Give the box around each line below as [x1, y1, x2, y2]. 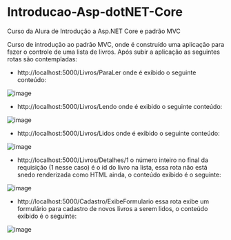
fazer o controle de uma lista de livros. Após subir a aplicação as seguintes [7, 48, 221, 56]
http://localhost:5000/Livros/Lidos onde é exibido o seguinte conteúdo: [17, 129, 220, 137]
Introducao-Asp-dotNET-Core [7, 4, 183, 20]
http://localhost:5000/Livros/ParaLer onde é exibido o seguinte [17, 68, 197, 77]
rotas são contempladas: [7, 54, 78, 63]
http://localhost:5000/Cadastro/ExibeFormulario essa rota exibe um [17, 197, 210, 206]
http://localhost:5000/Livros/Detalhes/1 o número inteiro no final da [17, 156, 209, 164]
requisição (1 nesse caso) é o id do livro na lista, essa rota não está [17, 163, 208, 171]
